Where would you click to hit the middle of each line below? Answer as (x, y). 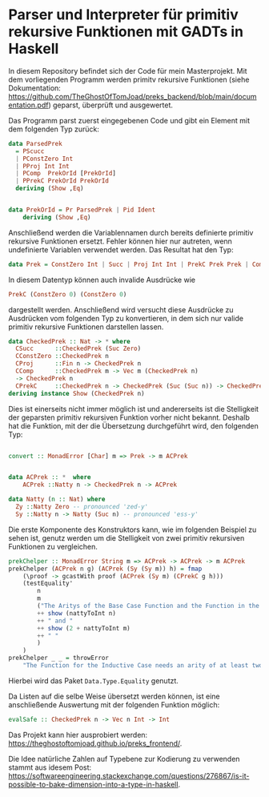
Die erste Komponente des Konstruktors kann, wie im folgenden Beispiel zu (132, 529)
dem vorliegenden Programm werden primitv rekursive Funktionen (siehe (129, 79)
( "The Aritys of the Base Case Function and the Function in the (149, 606)
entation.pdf (28, 105)
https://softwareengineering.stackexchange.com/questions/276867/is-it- (129, 775)
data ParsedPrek (35, 143)
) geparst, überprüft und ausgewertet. (110, 105)
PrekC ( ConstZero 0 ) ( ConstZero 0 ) (68, 294)
